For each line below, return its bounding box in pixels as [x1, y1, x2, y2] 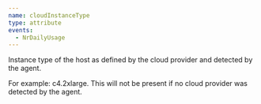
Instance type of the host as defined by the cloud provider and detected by [8, 55, 253, 65]
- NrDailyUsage [15, 33, 66, 42]
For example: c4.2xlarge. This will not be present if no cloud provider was [8, 79, 248, 88]
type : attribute [8, 19, 62, 27]
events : [8, 26, 34, 34]
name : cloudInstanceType [8, 11, 90, 20]
